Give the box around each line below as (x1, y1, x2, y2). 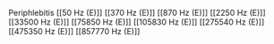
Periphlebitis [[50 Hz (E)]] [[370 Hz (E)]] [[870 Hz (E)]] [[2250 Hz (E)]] (8, 8, 266, 18)
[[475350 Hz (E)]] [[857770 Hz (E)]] (8, 26, 141, 36)
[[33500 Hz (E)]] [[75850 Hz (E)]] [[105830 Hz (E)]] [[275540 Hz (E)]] (8, 17, 265, 27)
